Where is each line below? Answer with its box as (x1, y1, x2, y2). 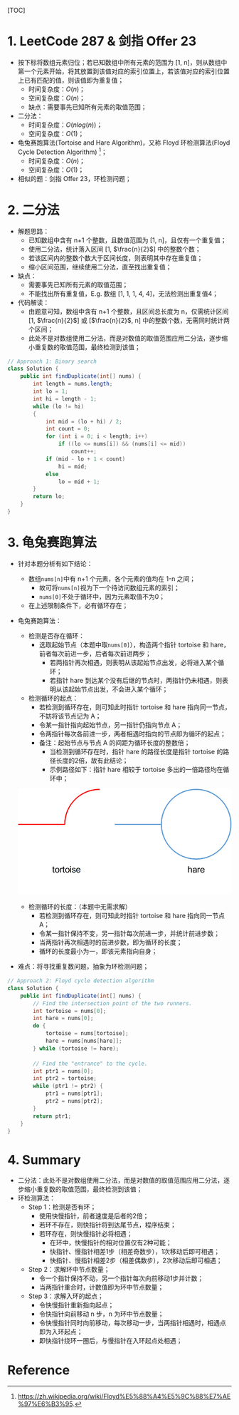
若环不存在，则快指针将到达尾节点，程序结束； (38, 1220, 176, 1229)
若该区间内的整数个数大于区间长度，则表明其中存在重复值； (28, 253, 203, 262)
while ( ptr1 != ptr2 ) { (33, 1083, 103, 1090)
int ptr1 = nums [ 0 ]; (33, 1067, 94, 1075)
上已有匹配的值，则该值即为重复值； (17, 76, 124, 84)
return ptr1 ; (33, 1112, 72, 1120)
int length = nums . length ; (33, 381, 113, 388)
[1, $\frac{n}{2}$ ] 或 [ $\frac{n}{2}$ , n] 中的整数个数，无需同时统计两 (28, 316, 230, 324)
